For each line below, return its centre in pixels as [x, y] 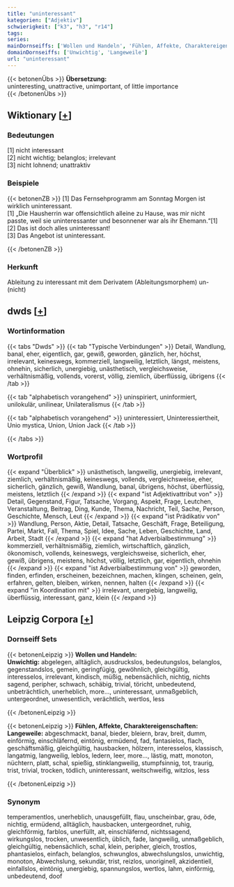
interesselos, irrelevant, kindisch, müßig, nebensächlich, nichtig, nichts [109, 677]
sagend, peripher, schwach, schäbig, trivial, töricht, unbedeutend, [102, 684]
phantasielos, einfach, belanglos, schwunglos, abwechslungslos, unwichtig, [116, 854]
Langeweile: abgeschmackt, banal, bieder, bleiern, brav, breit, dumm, [107, 733]
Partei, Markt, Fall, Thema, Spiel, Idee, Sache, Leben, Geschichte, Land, [110, 531]
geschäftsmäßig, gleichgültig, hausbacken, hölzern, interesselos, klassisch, [116, 748]
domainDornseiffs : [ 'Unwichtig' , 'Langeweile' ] [78, 53]
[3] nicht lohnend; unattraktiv [49, 165]
